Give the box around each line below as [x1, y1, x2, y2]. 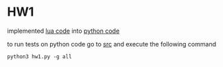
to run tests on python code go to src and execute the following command [7, 40, 216, 48]
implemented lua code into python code [7, 27, 120, 35]
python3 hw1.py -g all [7, 53, 72, 60]
